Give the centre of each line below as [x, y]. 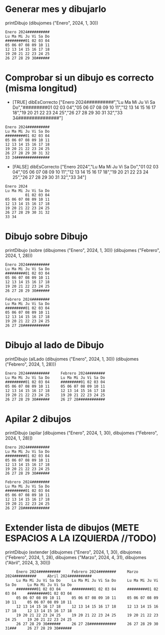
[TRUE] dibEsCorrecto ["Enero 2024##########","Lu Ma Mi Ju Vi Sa [83, 102]
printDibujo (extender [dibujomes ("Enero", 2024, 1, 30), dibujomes [73, 552]
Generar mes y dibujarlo [56, 9]
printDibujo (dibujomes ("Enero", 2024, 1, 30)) [52, 23]
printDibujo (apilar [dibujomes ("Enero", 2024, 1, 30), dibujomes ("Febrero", [82, 433]
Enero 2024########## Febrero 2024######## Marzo [77, 572]
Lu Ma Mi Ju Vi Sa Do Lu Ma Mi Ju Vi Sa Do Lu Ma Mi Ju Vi [87, 580]
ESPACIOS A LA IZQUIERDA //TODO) [81, 538]
